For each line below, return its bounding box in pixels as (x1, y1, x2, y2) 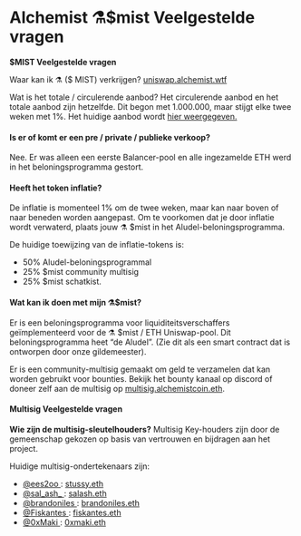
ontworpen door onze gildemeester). (9, 346, 147, 356)
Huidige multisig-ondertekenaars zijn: (9, 461, 150, 472)
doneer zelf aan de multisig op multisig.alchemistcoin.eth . (9, 383, 225, 394)
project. (9, 443, 39, 453)
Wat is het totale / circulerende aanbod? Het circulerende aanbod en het (9, 92, 279, 102)
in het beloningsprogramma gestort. (9, 161, 144, 172)
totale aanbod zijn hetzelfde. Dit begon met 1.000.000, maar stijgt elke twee (9, 101, 292, 112)
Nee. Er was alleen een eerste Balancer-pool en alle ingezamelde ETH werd (9, 152, 292, 163)
